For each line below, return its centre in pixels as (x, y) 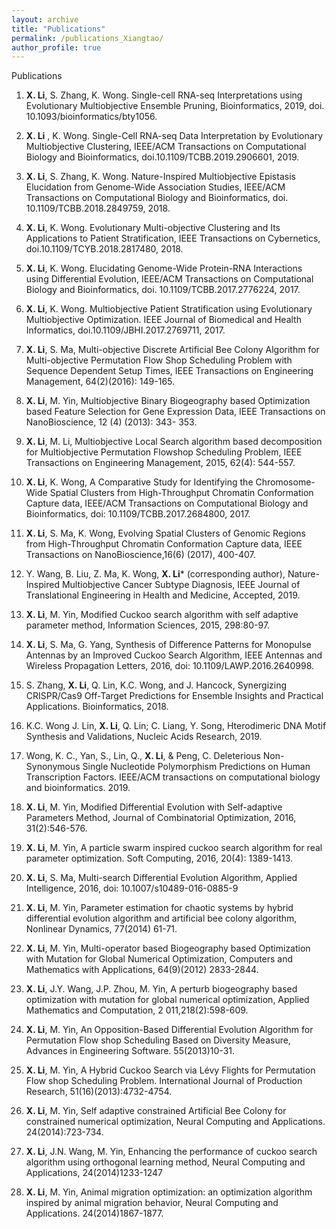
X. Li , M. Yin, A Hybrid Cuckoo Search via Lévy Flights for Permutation (170, 1070)
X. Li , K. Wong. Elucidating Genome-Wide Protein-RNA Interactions (164, 268)
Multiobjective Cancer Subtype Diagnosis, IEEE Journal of (181, 585)
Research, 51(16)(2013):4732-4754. (99, 1092)
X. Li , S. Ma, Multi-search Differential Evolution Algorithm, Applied (161, 878)
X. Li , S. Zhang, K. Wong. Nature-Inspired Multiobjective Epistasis (160, 177)
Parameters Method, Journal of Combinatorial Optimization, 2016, (161, 818)
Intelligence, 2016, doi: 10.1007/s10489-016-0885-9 (132, 888)
